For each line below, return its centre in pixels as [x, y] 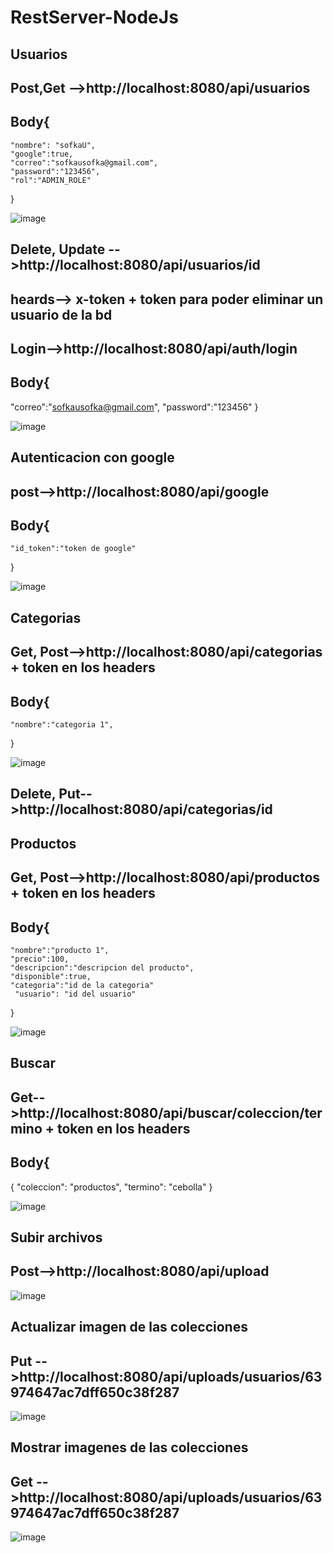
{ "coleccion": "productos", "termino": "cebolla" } [111, 1187]
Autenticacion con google [92, 457]
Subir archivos [56, 1237]
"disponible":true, [51, 976]
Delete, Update [58, 249]
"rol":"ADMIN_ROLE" [51, 180]
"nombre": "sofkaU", [53, 145]
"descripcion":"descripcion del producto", [102, 967]
